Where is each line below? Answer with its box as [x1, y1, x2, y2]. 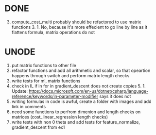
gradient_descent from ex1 [11, 124, 65, 130]
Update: [11, 88, 28, 94]
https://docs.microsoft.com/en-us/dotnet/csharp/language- [28, 88, 149, 94]
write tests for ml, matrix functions [11, 78, 81, 84]
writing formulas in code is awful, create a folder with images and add [11, 98, 152, 104]
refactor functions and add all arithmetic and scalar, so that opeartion [11, 67, 151, 73]
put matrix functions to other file [11, 62, 76, 68]
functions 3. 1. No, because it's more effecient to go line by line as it [11, 24, 148, 30]
